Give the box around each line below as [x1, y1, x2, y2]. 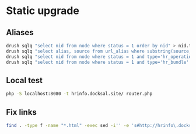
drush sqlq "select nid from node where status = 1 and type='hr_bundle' [6, 59, 190, 65]
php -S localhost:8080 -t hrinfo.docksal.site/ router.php [6, 91, 153, 97]
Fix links [6, 107, 37, 117]
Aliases [6, 28, 34, 37]
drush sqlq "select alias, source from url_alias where [6, 48, 145, 54]
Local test [6, 75, 43, 85]
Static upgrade [6, 4, 80, 18]
